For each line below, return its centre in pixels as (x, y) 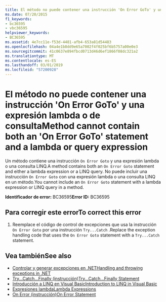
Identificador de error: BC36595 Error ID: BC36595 (57, 197)
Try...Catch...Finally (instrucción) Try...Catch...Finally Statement (76, 278)
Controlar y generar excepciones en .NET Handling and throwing (78, 268)
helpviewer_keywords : (27, 33)
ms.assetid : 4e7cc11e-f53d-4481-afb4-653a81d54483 (58, 42)
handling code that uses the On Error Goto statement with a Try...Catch (86, 235)
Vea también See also (38, 256)
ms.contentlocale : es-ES (31, 61)
